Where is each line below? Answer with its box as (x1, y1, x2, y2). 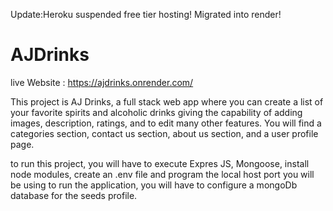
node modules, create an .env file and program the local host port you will (10, 168, 315, 180)
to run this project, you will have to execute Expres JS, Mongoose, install (10, 157, 310, 169)
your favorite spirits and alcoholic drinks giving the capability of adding (10, 106, 303, 118)
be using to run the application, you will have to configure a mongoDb (10, 179, 298, 191)
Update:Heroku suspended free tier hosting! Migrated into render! (10, 9, 282, 20)
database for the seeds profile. (10, 189, 138, 201)
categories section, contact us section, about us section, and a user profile (10, 127, 319, 139)
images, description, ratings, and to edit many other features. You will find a (10, 117, 322, 129)
